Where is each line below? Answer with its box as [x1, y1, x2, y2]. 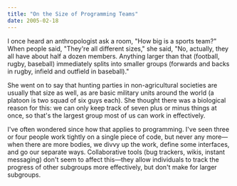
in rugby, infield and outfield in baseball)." [7, 67, 130, 76]
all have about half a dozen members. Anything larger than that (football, [7, 51, 220, 61]
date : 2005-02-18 [7, 17, 59, 24]
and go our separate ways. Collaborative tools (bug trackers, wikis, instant [7, 148, 226, 156]
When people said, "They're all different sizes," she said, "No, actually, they [7, 44, 229, 53]
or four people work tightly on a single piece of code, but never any [7, 133, 205, 141]
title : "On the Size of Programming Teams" [7, 10, 139, 18]
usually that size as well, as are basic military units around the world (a [7, 88, 215, 97]
